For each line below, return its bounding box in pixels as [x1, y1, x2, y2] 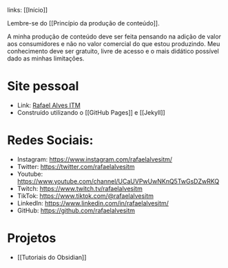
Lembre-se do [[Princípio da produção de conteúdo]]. [7, 19, 160, 27]
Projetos [7, 230, 56, 246]
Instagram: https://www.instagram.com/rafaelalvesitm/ [17, 155, 173, 164]
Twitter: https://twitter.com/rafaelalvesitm [17, 162, 135, 170]
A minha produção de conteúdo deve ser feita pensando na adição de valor [7, 32, 222, 41]
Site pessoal [7, 78, 79, 94]
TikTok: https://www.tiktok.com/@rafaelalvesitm [17, 192, 154, 200]
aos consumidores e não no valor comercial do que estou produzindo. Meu [7, 40, 220, 47]
